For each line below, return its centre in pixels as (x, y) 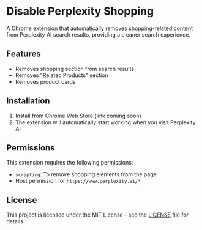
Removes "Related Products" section (62, 75)
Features (24, 54)
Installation (28, 101)
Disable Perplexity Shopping (80, 11)
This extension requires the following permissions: (70, 163)
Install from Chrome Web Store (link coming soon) (78, 116)
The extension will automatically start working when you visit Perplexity (105, 122)
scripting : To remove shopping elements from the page (86, 174)
